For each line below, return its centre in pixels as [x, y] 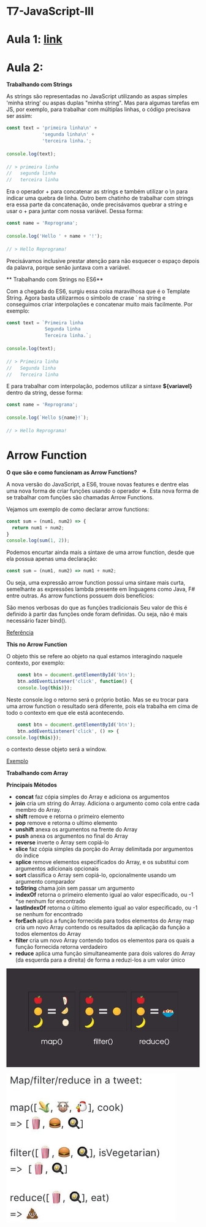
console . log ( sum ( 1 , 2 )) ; [38, 541]
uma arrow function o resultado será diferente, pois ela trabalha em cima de [102, 706]
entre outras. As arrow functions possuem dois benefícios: [80, 596]
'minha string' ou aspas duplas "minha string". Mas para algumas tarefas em [103, 103]
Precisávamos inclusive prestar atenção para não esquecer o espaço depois [103, 261]
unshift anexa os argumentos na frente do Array [76, 830]
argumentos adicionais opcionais [57, 869]
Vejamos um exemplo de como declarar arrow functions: [78, 509]
